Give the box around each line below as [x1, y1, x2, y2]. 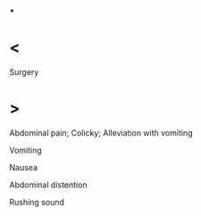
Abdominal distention [9, 179, 88, 190]
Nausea [9, 162, 38, 173]
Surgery [9, 67, 39, 78]
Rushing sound [9, 197, 65, 208]
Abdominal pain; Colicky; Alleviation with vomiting [9, 128, 193, 138]
